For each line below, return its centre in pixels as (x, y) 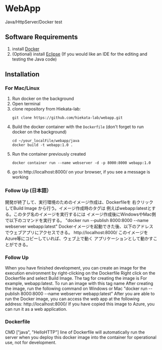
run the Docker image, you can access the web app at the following (72, 299)
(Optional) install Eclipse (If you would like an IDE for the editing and (80, 54)
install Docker (26, 48)
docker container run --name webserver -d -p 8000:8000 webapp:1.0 (81, 163)
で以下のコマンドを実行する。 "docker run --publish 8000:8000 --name (77, 220)
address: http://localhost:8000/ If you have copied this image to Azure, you (80, 304)
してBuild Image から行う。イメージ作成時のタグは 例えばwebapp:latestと (78, 208)
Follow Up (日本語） (28, 191)
